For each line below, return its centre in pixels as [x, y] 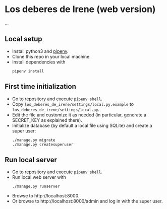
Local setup [23, 39]
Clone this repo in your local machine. [51, 56]
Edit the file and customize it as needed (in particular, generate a [79, 115]
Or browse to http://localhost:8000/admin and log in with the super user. [87, 201]
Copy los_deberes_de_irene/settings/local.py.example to [73, 104]
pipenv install [28, 71]
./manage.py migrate [34, 140]
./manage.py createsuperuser [43, 145]
